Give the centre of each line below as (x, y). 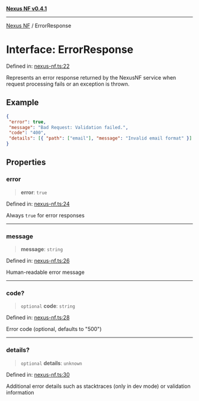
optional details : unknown (52, 363)
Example (23, 102)
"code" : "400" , (27, 133)
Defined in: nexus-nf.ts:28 (38, 318)
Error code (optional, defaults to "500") (54, 329)
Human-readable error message (45, 272)
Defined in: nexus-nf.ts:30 (38, 374)
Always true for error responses (45, 215)
